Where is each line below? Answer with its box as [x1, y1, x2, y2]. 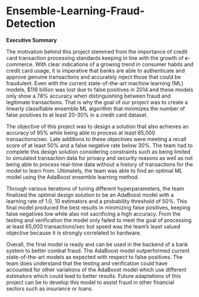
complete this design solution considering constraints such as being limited [6, 148, 191, 155]
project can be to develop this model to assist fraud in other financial [6, 279, 175, 286]
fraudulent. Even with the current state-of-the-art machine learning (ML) [6, 79, 184, 87]
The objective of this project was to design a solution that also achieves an [6, 123, 189, 130]
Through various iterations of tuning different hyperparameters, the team [6, 185, 185, 192]
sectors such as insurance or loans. [6, 285, 93, 292]
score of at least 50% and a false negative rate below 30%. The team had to [6, 142, 193, 149]
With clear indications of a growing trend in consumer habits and [35, 61, 194, 68]
